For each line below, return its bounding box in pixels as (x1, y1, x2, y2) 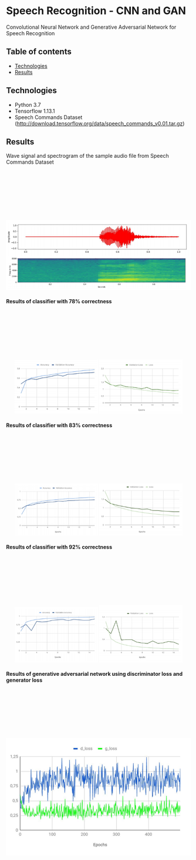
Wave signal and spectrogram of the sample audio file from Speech (6, 153, 169, 160)
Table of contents (6, 47, 72, 57)
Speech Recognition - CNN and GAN (6, 4, 187, 18)
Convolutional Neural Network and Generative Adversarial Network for (6, 23, 177, 31)
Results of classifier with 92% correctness (6, 543, 113, 550)
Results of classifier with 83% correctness (6, 421, 113, 429)
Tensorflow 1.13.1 (14, 107, 55, 114)
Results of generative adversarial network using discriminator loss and (6, 670, 183, 677)
